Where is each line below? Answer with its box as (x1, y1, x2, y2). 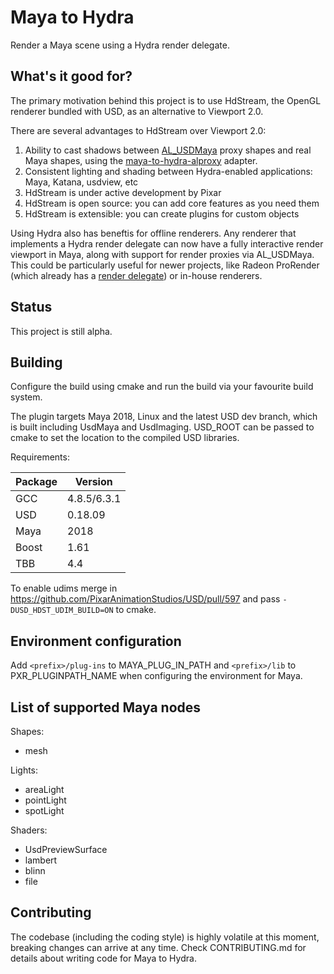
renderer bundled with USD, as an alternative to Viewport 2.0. (10, 105, 264, 117)
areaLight (24, 784, 65, 795)
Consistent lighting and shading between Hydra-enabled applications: (24, 165, 313, 177)
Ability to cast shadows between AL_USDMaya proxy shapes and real (24, 144, 312, 156)
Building (10, 354, 63, 371)
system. (10, 391, 43, 403)
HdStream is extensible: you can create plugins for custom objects (24, 207, 300, 220)
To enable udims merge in (10, 582, 118, 595)
